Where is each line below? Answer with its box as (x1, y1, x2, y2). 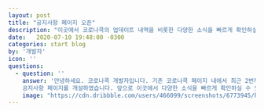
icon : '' (8, 55, 37, 63)
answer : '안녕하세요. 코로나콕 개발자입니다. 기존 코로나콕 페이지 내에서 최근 (22, 77, 242, 84)
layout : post (8, 11, 51, 20)
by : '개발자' (8, 48, 46, 55)
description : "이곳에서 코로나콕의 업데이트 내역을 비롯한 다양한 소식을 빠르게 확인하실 (8, 26, 258, 34)
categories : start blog (8, 41, 86, 48)
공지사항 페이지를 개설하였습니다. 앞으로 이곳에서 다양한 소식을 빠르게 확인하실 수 (22, 84, 251, 92)
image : (22, 91, 44, 99)
